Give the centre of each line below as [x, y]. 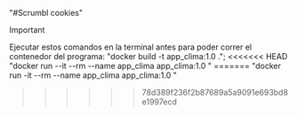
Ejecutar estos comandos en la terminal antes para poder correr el [130, 47]
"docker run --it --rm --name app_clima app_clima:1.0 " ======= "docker [145, 66]
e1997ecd [160, 102]
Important [27, 30]
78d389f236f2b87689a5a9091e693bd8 [215, 92]
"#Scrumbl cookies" [46, 13]
